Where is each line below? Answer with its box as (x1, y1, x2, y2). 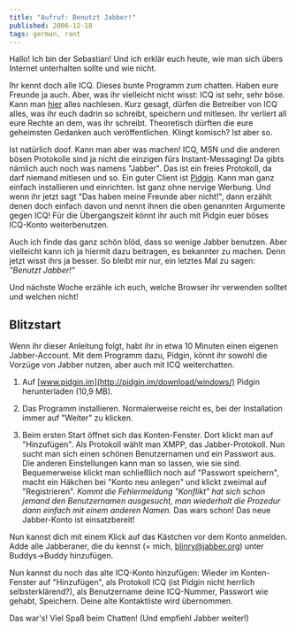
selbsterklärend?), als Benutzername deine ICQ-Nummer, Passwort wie (9, 586, 269, 597)
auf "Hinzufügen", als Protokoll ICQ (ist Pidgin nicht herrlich (38, 577, 255, 588)
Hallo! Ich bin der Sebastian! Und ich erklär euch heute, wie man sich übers (9, 54, 284, 65)
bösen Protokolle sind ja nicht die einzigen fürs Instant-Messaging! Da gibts (9, 154, 285, 165)
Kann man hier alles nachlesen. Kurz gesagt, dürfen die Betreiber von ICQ (9, 99, 278, 110)
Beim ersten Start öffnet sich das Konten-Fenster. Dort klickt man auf (21, 430, 274, 441)
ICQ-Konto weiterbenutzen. (9, 220, 110, 230)
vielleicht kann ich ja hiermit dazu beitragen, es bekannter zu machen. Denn (9, 246, 285, 257)
